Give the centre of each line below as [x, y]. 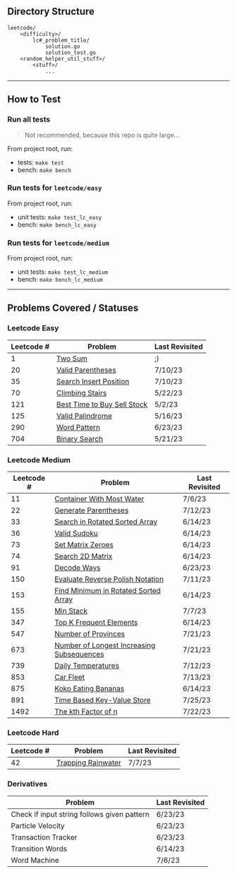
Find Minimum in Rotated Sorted [107, 591]
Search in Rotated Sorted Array [106, 522]
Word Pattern [78, 427]
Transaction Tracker [44, 837]
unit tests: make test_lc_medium [63, 272]
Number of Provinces [90, 634]
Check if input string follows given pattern [80, 814]
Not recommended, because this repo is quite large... [102, 135]
